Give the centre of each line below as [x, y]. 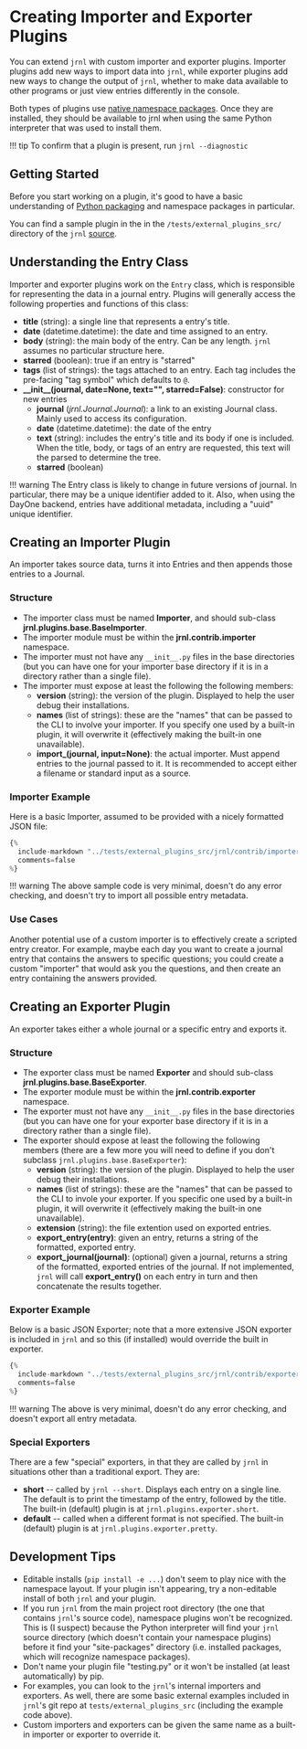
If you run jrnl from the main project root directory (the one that [143, 1608]
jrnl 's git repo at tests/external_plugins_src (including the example [153, 1705]
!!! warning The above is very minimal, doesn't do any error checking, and [148, 1408]
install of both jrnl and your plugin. [90, 1598]
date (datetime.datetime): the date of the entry [124, 428]
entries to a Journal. [47, 574]
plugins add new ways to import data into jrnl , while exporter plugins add [149, 71]
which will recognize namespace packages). [106, 1657]
